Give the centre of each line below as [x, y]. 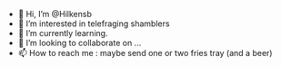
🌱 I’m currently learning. [63, 33]
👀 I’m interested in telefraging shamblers [94, 24]
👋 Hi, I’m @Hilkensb [55, 14]
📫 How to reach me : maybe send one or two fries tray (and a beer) [145, 53]
